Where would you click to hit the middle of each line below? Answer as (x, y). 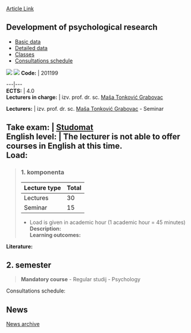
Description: (45, 228)
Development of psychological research (82, 27)
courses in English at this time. (65, 146)
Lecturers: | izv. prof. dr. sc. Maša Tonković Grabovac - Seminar (85, 108)
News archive (23, 324)
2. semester (29, 265)
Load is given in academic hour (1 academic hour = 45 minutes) (107, 222)
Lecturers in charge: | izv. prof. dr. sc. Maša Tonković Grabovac (85, 97)
